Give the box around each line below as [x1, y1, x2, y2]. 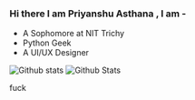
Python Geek [22, 37, 72, 48]
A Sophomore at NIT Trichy [22, 28, 125, 39]
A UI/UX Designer [22, 47, 89, 58]
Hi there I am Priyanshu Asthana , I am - [9, 7, 187, 20]
